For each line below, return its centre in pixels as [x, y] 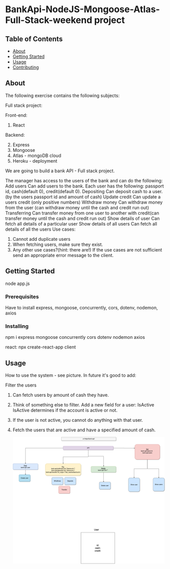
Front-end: [16, 115]
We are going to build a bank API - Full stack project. [60, 171]
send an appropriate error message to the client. [63, 255]
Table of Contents [34, 39]
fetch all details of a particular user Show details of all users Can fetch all [81, 224]
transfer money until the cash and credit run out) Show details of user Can [82, 218]
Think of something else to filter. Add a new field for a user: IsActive [83, 405]
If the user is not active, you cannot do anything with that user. [78, 420]
